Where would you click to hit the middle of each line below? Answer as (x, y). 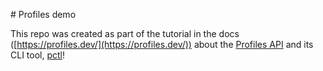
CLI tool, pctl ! (38, 55)
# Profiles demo (43, 14)
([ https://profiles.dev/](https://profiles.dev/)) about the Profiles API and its (162, 44)
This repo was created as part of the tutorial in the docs (125, 33)
